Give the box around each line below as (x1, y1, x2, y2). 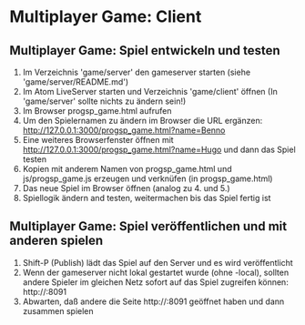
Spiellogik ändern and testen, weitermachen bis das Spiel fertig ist (22, 193, 271, 203)
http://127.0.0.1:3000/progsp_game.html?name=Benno (22, 125, 226, 136)
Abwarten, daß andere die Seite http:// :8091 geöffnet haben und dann (22, 296, 285, 307)
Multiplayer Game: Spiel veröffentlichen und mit (9, 218, 288, 234)
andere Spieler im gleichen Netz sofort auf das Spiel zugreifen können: (22, 276, 289, 288)
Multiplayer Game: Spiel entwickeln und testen (9, 43, 280, 58)
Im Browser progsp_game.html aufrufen (22, 106, 172, 116)
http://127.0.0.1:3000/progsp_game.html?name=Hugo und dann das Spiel (22, 144, 296, 155)
